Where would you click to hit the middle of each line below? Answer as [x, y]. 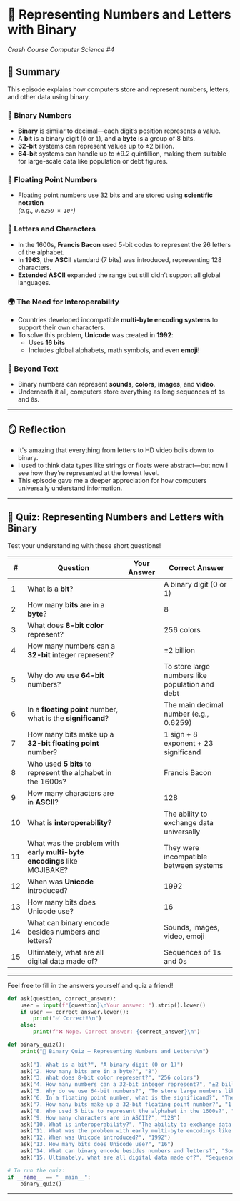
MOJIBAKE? [47, 869]
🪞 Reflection [37, 429]
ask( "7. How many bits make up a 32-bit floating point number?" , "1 [126, 1104]
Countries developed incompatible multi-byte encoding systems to [118, 319]
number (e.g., [186, 714]
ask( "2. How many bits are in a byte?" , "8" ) [89, 1071]
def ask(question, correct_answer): [62, 998]
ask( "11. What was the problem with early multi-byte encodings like [126, 1131]
